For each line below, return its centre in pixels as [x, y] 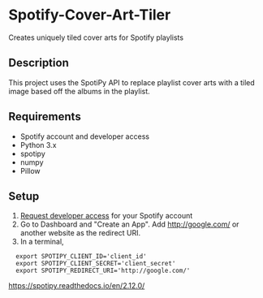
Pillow [30, 171]
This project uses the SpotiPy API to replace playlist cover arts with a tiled [132, 82]
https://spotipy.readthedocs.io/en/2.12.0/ [77, 286]
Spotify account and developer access [85, 136]
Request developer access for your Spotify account [106, 216]
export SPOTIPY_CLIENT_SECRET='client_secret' [96, 264]
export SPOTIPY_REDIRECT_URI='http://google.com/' [103, 271]
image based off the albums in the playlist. [79, 91]
